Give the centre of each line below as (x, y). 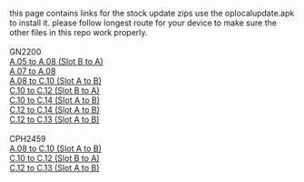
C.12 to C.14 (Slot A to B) (54, 110)
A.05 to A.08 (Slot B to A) (56, 61)
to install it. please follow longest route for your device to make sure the (143, 23)
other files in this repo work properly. (78, 32)
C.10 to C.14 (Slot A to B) (55, 100)
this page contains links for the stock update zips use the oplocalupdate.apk (152, 13)
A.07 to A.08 (33, 71)
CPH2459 (28, 139)
